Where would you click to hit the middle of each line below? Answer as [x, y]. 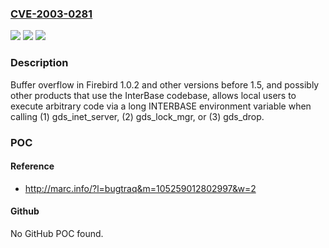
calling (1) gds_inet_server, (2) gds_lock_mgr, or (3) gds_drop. [137, 116]
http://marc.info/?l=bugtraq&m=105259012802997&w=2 [140, 188]
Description [39, 63]
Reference [32, 166]
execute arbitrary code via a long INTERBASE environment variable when [161, 106]
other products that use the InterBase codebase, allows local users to [153, 95]
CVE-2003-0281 [51, 14]
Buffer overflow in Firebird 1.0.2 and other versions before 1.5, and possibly [165, 84]
